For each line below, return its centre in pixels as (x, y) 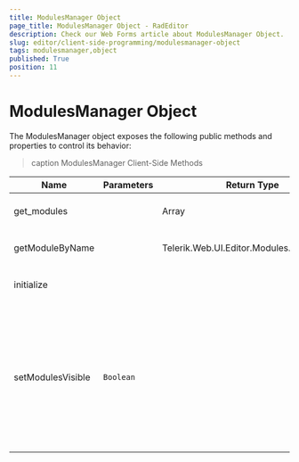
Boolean (119, 377)
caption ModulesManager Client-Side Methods (117, 162)
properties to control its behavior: (70, 145)
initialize (31, 285)
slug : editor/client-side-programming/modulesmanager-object (125, 42)
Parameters (128, 185)
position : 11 (33, 68)
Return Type (252, 185)
